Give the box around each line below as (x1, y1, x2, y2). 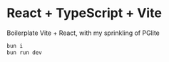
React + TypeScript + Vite (6, 5, 162, 21)
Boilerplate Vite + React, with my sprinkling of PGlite (6, 29, 160, 37)
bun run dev (6, 48, 42, 56)
